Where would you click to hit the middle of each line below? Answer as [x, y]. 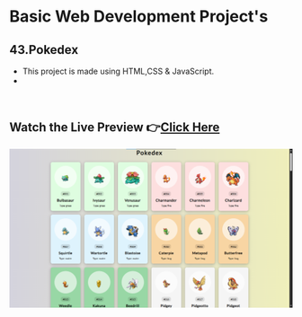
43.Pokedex [44, 50]
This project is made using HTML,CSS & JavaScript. [118, 71]
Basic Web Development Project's [139, 17]
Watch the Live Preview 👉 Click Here [115, 128]
